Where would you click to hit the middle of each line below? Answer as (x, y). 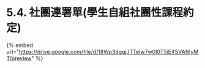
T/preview (19, 58)
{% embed (20, 45)
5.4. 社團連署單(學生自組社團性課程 (95, 13)
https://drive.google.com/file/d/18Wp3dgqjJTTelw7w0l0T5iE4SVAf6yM (109, 51)
